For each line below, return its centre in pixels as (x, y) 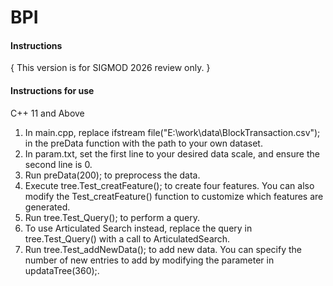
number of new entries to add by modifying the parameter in (149, 260)
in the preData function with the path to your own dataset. (143, 143)
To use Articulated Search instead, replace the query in (138, 228)
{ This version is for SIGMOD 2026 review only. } (110, 68)
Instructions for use (52, 90)
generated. (47, 207)
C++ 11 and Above (47, 113)
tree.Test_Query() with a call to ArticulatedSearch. (127, 238)
